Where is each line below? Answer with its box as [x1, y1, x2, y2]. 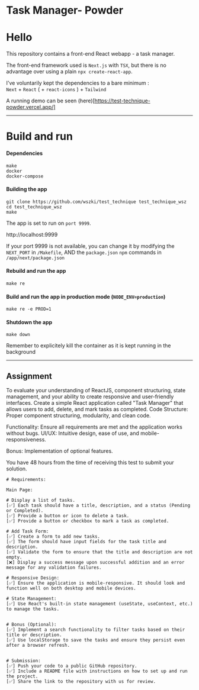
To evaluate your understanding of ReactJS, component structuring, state [6, 387, 186, 394]
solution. [6, 465, 28, 472]
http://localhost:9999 [6, 231, 58, 238]
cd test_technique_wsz [6, 204, 62, 210]
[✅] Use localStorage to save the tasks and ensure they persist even [6, 637, 185, 643]
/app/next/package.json [6, 255, 65, 261]
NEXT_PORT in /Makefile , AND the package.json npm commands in [6, 249, 162, 256]
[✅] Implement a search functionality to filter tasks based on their [6, 627, 185, 633]
